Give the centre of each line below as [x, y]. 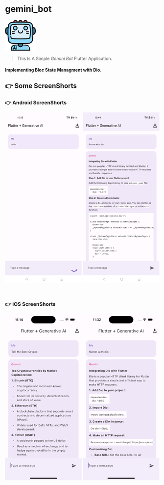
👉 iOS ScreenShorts [30, 304]
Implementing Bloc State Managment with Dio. [53, 70]
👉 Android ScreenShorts [36, 103]
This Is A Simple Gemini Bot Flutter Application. [65, 58]
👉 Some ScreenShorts [41, 86]
